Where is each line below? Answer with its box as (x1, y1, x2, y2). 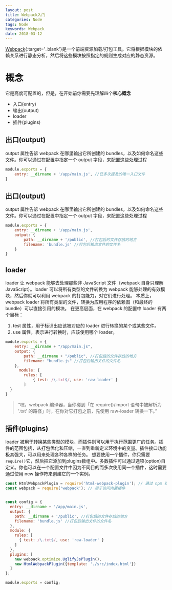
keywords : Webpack (5, 27, 45, 32)
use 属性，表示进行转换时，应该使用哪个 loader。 (12, 329, 118, 335)
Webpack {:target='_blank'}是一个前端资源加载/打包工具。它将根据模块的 (5, 46, 158, 52)
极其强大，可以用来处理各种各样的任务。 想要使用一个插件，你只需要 (5, 451, 150, 458)
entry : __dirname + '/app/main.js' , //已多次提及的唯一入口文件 (14, 171, 145, 177)
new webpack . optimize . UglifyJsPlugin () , (14, 556, 102, 562)
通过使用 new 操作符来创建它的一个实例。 (5, 471, 93, 477)
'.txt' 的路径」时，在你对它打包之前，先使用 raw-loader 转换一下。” (17, 408, 157, 414)
